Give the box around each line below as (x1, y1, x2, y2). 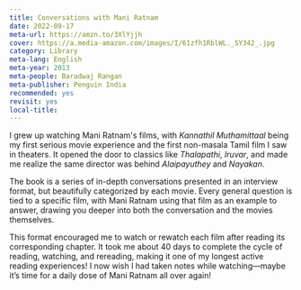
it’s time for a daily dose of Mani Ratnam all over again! (9, 270, 211, 281)
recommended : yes (9, 88, 75, 97)
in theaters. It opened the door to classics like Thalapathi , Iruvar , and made (9, 150, 288, 160)
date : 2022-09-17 (9, 22, 75, 31)
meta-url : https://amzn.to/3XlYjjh (9, 30, 143, 39)
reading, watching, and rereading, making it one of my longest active (9, 251, 264, 262)
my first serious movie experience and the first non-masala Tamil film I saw (9, 140, 288, 150)
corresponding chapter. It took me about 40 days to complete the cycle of (9, 241, 283, 252)
